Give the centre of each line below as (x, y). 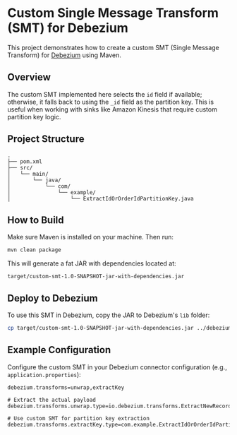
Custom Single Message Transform (113, 13)
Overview (29, 77)
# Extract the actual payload (52, 400)
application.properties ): (44, 374)
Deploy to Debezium (53, 298)
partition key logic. (34, 117)
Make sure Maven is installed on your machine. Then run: (91, 237)
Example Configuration (59, 350)
